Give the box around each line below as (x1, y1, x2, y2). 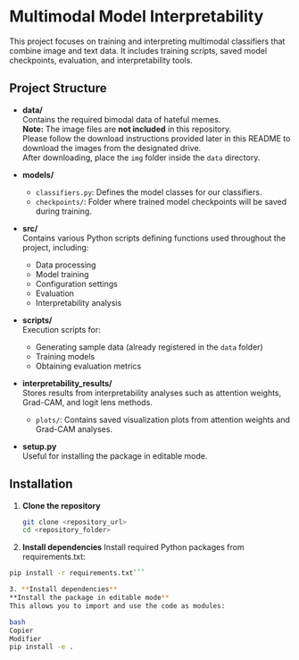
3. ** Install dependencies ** (9, 585, 118, 594)
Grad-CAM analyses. (35, 423, 113, 435)
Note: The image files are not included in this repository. (21, 123, 232, 134)
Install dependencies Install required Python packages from (21, 542, 245, 553)
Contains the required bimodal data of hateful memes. (21, 114, 221, 124)
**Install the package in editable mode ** (9, 593, 170, 603)
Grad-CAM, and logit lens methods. (21, 396, 154, 408)
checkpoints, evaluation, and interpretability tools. (9, 55, 194, 65)
